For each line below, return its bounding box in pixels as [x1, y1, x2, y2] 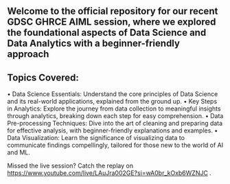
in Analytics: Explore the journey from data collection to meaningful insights [7, 104, 221, 113]
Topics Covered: [7, 71, 79, 83]
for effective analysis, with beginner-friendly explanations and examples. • [7, 126, 218, 135]
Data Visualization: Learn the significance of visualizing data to [7, 134, 185, 142]
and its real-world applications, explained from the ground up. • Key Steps [7, 97, 218, 106]
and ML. [7, 148, 31, 157]
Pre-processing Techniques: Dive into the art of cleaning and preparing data [7, 119, 223, 128]
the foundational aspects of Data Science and [7, 27, 207, 38]
